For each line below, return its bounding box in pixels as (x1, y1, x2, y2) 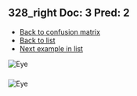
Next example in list (19, 43, 84, 54)
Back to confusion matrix (19, 27, 100, 36)
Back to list (19, 35, 56, 45)
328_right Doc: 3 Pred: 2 (8, 6, 131, 20)
